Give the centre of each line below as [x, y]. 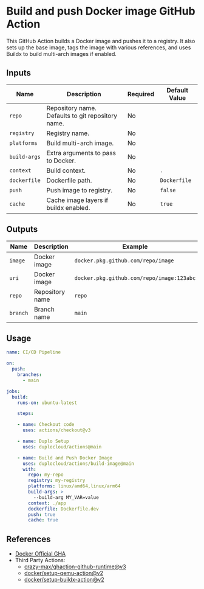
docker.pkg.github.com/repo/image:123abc [135, 278]
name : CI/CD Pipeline [34, 352]
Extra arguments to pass [81, 153]
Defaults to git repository [82, 116]
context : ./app [47, 503]
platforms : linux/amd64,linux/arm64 [74, 486]
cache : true [43, 520]
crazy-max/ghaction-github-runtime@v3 [75, 566]
